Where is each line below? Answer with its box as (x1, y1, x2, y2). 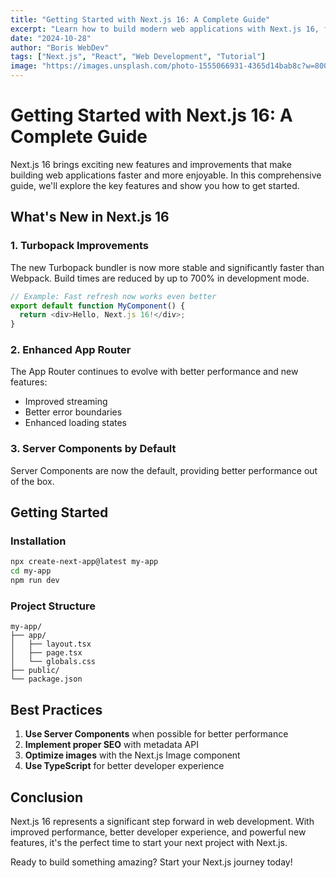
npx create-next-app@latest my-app (10, 557, 159, 567)
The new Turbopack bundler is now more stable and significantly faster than (10, 261, 325, 273)
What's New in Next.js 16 (10, 209, 170, 226)
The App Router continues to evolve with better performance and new (10, 366, 299, 378)
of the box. (10, 475, 55, 487)
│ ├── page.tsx (10, 648, 83, 658)
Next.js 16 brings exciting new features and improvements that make (10, 158, 292, 170)
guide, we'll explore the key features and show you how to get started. (10, 179, 300, 191)
